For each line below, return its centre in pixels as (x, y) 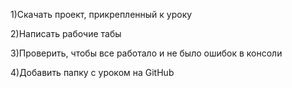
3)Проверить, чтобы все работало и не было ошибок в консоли (146, 53)
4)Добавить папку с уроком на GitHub (92, 72)
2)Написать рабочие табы (66, 33)
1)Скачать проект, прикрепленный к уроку (101, 14)
